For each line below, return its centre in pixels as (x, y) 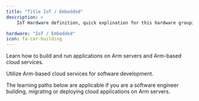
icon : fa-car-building (34, 39)
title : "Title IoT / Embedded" (45, 12)
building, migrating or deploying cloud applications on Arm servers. (88, 91)
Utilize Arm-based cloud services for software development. (80, 74)
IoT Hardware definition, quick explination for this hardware (97, 23)
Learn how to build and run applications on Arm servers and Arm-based (94, 56)
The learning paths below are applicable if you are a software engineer (92, 85)
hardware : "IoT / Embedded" (41, 33)
